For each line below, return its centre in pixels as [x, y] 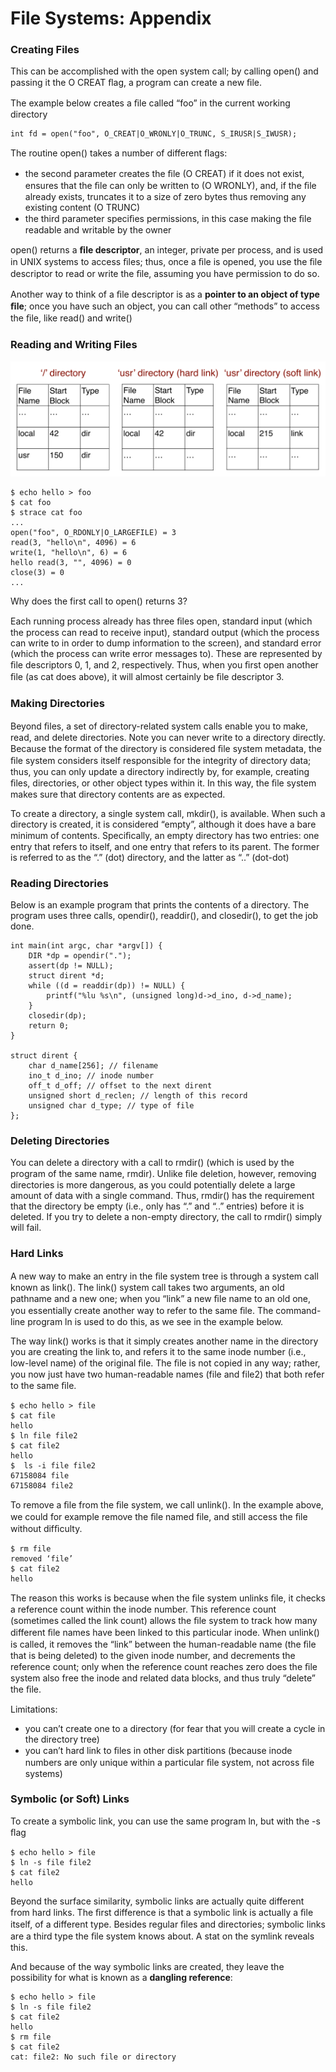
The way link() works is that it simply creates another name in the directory [164, 1341]
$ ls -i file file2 [53, 1465]
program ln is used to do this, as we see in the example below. [155, 1321]
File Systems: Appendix [111, 18]
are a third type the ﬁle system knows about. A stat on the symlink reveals [162, 1936]
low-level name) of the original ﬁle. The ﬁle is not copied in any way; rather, [165, 1363]
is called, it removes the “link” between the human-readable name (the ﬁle [163, 1644]
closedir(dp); [57, 1015]
